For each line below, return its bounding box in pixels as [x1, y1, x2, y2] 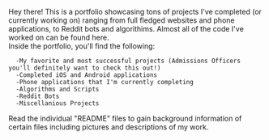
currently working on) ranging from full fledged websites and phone [8, 15, 235, 25]
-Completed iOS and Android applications [15, 71, 158, 79]
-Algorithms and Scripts [15, 85, 100, 93]
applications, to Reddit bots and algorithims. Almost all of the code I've [8, 24, 245, 33]
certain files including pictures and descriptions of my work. [8, 122, 209, 132]
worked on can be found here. [8, 32, 109, 42]
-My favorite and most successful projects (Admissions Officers [15, 57, 241, 65]
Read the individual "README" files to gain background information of [8, 113, 242, 123]
